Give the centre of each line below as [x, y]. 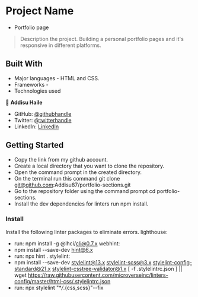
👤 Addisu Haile [24, 102]
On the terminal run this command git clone [67, 178]
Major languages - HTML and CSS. [57, 78]
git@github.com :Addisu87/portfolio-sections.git [72, 185]
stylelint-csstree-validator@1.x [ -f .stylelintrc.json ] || [117, 268]
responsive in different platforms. [60, 45]
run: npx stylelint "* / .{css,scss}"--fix [59, 287]
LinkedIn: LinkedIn [36, 127]
